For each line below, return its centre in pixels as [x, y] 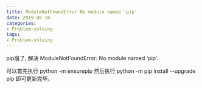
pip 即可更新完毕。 [30, 79]
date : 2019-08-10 [28, 18]
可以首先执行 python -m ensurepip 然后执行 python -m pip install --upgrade [101, 71]
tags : [13, 35]
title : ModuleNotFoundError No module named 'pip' [72, 12]
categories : [21, 23]
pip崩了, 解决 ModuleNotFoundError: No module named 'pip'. [82, 58]
